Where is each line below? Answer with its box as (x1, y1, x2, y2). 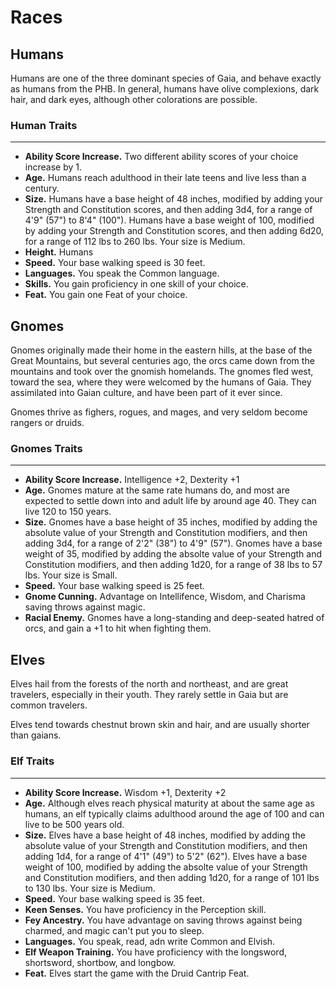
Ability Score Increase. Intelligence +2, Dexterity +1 (24, 474, 240, 486)
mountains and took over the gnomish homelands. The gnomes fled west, (10, 366, 314, 378)
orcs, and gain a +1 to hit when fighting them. (24, 622, 212, 635)
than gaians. (10, 729, 62, 741)
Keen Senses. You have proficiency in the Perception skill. (24, 903, 267, 915)
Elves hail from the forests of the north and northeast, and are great (10, 678, 289, 690)
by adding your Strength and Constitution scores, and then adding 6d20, (24, 225, 325, 237)
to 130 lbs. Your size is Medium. (24, 882, 156, 894)
